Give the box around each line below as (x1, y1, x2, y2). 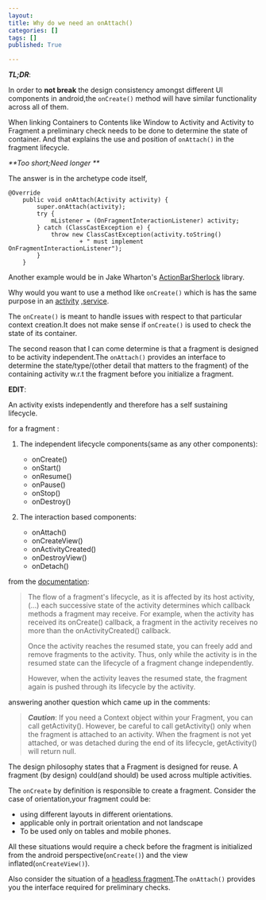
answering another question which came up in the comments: (8, 697, 210, 707)
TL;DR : (8, 70, 32, 79)
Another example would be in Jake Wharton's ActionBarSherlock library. (8, 272, 245, 282)
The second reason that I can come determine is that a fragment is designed (8, 344, 259, 353)
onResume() (31, 472, 72, 481)
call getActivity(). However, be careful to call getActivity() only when (27, 721, 252, 731)
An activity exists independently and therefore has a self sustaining (8, 400, 228, 410)
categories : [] (8, 26, 59, 34)
